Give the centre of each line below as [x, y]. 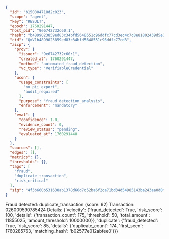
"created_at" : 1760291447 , [47, 59]
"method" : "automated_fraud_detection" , [61, 64]
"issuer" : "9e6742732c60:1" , [49, 54]
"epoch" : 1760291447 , [32, 26]
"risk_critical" [31, 181]
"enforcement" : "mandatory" [48, 106]
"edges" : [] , [23, 153]
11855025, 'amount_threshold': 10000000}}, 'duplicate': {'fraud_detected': [82, 220]
